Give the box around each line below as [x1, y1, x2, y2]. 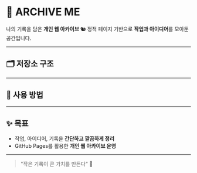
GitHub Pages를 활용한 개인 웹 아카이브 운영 [14, 143, 116, 150]
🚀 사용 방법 [6, 90, 44, 100]
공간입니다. [6, 35, 32, 42]
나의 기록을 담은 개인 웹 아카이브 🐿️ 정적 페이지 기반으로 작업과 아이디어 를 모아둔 [6, 25, 189, 32]
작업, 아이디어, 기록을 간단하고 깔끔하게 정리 [14, 135, 115, 143]
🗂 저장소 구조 [6, 59, 54, 69]
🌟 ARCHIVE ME [6, 5, 80, 19]
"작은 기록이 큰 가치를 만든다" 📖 [20, 161, 93, 168]
